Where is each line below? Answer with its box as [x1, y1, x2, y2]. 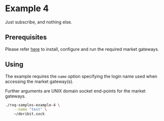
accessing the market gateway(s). [5, 79, 74, 84]
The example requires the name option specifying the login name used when [5, 73, 158, 79]
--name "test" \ [14, 107, 47, 112]
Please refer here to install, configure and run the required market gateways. [5, 46, 159, 52]
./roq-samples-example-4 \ [5, 102, 60, 107]
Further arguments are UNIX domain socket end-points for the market [5, 88, 146, 94]
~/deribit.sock [14, 112, 45, 117]
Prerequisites [5, 33, 47, 41]
